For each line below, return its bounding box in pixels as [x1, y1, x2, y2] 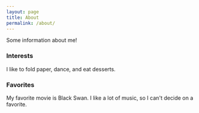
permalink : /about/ [6, 20, 56, 26]
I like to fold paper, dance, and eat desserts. [6, 65, 116, 73]
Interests [6, 52, 33, 60]
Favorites [6, 80, 35, 89]
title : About [6, 15, 39, 21]
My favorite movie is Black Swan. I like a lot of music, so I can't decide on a [6, 94, 194, 102]
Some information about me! [6, 37, 77, 44]
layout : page [6, 8, 39, 15]
